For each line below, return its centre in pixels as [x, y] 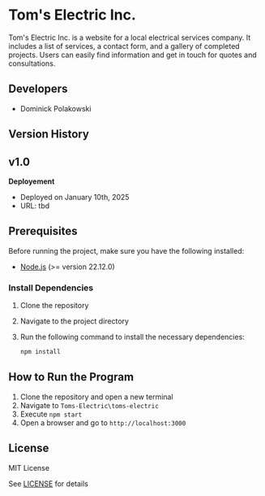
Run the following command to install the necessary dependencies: [132, 337]
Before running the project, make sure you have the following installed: [126, 250]
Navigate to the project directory [75, 321]
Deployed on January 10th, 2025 [75, 197]
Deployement [32, 181]
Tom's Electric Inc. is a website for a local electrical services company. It [130, 37]
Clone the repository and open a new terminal [96, 397]
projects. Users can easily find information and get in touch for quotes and [132, 54]
